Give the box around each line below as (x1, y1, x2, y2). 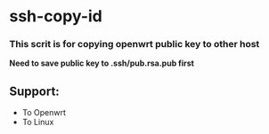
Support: (9, 83, 60, 99)
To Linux (21, 117, 54, 128)
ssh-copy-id (9, 6, 102, 27)
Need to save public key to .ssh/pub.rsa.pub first (9, 58, 194, 68)
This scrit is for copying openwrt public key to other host (9, 38, 260, 51)
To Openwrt (21, 107, 67, 118)
